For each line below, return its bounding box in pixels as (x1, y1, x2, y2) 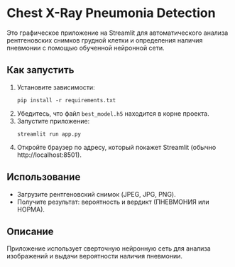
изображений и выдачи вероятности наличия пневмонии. (6, 252, 182, 261)
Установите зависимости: (16, 83, 95, 92)
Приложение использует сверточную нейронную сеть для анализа (6, 244, 211, 253)
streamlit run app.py (16, 130, 81, 138)
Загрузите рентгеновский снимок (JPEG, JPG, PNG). (16, 190, 176, 198)
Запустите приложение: (16, 116, 90, 125)
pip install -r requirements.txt (16, 97, 116, 104)
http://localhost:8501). (16, 151, 82, 159)
